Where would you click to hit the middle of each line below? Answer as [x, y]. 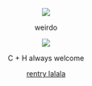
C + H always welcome [46, 58]
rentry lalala [46, 74]
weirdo [46, 27]
